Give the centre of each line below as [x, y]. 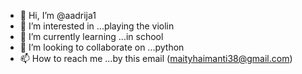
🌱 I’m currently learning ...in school [91, 36]
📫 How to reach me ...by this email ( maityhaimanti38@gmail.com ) [156, 58]
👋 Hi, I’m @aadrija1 [58, 15]
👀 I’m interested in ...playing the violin [97, 26]
